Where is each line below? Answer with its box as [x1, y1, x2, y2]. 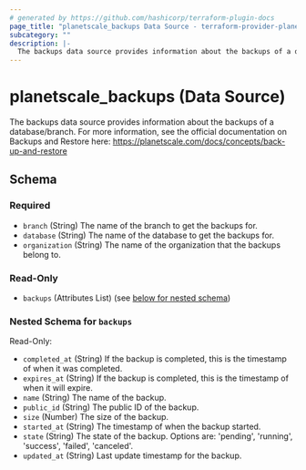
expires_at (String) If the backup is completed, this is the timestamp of [22, 373, 290, 383]
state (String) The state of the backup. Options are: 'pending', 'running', [22, 431, 293, 442]
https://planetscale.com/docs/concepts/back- [112, 136, 286, 147]
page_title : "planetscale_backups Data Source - [9, 22, 198, 31]
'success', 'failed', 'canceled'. [22, 441, 134, 452]
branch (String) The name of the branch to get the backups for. [22, 220, 258, 230]
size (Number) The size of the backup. [22, 412, 169, 423]
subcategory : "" [9, 30, 71, 39]
